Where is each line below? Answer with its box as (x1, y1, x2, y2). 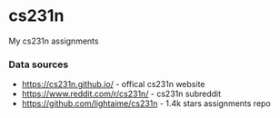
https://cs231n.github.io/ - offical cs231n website (21, 79, 205, 90)
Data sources (8, 58, 69, 71)
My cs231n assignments (8, 35, 99, 46)
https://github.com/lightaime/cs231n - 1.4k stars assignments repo (21, 98, 272, 109)
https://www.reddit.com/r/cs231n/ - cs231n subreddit (21, 88, 222, 100)
